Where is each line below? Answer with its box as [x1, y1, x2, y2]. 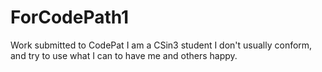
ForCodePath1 [10, 6, 130, 29]
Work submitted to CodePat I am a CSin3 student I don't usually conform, [10, 39, 313, 51]
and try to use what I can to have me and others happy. [10, 49, 238, 61]
